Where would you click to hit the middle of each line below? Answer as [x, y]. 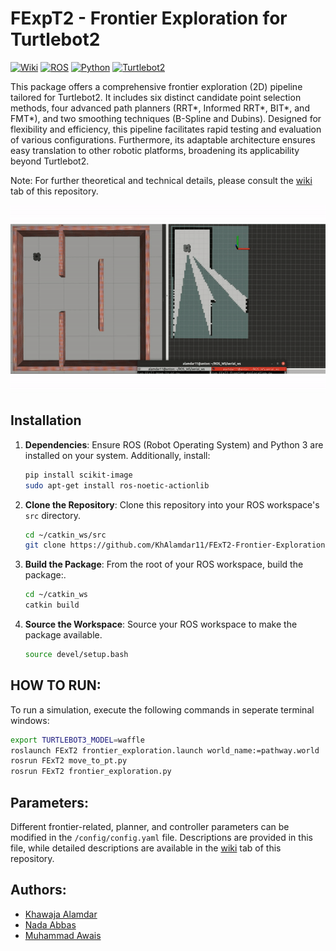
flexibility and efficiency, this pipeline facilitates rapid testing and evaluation [166, 129]
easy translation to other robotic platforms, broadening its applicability [155, 150]
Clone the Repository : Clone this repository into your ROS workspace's [172, 504]
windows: [30, 720]
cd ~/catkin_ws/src [65, 535]
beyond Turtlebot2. [50, 161]
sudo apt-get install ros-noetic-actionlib [117, 485]
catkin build [52, 605]
